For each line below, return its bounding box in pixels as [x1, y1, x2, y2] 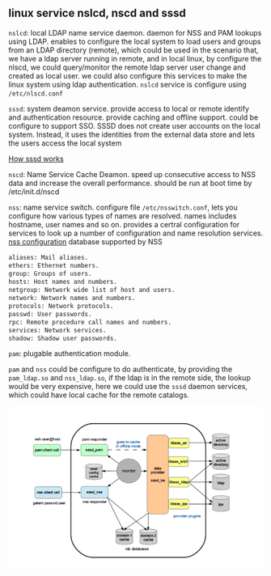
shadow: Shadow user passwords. [8, 334, 117, 342]
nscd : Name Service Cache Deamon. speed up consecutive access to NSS [8, 169, 256, 179]
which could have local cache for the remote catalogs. [8, 390, 190, 400]
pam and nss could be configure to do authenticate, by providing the [8, 364, 233, 374]
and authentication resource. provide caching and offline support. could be [8, 112, 259, 122]
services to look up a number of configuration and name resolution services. [8, 228, 264, 238]
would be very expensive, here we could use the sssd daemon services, [8, 381, 248, 391]
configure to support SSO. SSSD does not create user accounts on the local [8, 121, 260, 130]
